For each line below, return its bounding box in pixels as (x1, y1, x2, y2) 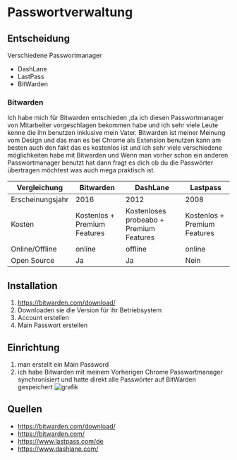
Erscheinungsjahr (11, 195, 69, 205)
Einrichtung (7, 341, 60, 353)
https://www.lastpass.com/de (17, 437, 104, 445)
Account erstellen (17, 314, 69, 322)
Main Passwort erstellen (17, 321, 88, 329)
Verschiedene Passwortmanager (7, 51, 102, 59)
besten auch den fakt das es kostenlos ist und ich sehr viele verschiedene (7, 143, 222, 152)
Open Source (11, 256, 55, 266)
